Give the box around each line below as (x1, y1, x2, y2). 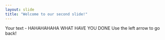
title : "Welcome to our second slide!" (5, 12, 88, 17)
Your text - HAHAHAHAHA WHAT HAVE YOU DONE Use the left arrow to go (5, 25, 160, 31)
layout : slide (5, 7, 35, 12)
